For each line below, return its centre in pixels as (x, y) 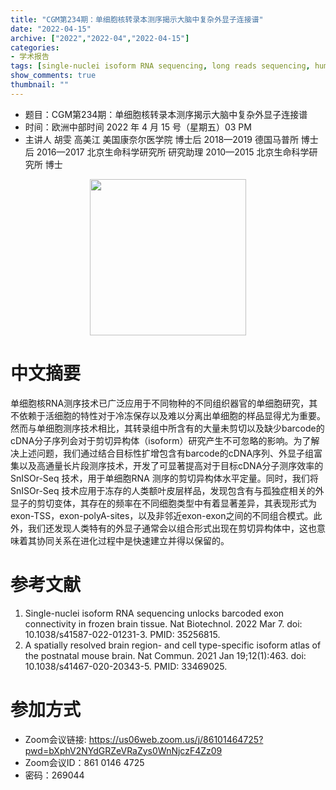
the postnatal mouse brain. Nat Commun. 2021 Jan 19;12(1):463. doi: (165, 655)
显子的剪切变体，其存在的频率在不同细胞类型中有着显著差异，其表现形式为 (163, 503)
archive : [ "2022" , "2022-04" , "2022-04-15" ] (100, 38)
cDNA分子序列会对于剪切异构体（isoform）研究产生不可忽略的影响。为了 (161, 440)
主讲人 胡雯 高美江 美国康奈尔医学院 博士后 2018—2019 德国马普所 (161, 139)
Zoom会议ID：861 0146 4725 (84, 762)
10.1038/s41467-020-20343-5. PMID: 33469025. (126, 666)
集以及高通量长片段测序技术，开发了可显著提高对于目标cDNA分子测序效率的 (167, 465)
